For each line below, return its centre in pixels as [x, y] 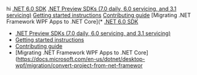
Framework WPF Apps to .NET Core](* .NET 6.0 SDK [72, 21]
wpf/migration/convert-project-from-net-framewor [79, 65]
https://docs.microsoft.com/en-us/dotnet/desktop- [81, 59]
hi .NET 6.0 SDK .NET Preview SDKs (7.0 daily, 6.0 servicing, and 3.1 [91, 9]
